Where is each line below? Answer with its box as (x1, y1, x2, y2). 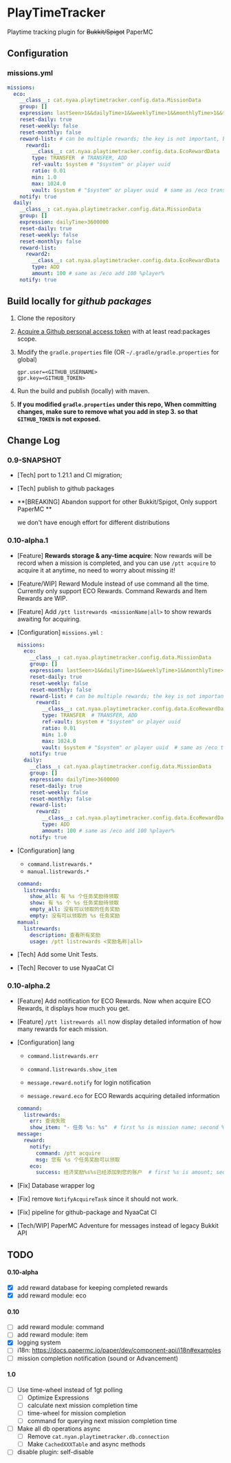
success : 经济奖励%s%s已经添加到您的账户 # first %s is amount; (35, 1169, 214, 1176)
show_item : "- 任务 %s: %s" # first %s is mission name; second (30, 1124, 219, 1131)
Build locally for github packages (7, 295, 152, 308)
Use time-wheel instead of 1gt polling (16, 1385, 123, 1394)
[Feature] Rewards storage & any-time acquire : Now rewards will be (16, 551, 212, 559)
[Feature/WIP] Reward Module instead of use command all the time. (16, 579, 210, 588)
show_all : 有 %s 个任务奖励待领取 (30, 893, 119, 900)
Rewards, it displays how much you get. (16, 1004, 131, 1012)
